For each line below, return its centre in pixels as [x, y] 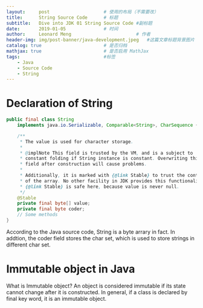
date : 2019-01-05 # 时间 [62, 29]
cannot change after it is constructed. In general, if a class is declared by [97, 292]
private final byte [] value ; [54, 204]
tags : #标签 [61, 57]
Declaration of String [60, 104]
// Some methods [38, 215]
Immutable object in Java [71, 269]
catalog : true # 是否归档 [67, 46]
